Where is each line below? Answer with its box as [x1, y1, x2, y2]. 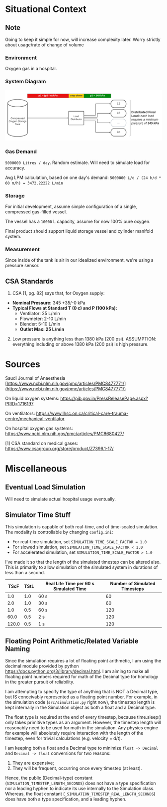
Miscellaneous [5, 463, 67, 475]
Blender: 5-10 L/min [19, 321, 61, 327]
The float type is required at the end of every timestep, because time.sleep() [5, 714, 162, 720]
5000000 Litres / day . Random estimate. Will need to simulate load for [5, 160, 150, 165]
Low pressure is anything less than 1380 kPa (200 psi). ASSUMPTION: [12, 336, 157, 342]
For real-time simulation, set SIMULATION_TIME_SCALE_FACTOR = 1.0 [12, 538, 147, 544]
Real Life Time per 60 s [45, 581, 94, 587]
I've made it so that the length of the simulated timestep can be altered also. [5, 559, 161, 565]
